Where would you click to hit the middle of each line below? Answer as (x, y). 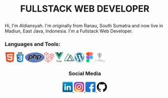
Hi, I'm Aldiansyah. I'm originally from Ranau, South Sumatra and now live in (84, 26)
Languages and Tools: (32, 44)
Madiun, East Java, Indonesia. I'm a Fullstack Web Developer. (69, 31)
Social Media (85, 74)
